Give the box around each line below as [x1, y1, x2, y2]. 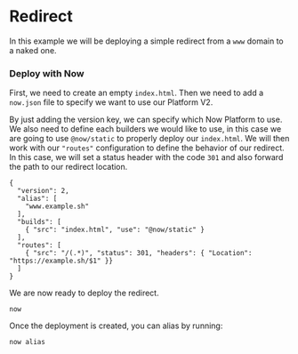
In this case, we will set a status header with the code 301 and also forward [9, 152, 284, 163]
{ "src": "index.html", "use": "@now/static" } [25, 225, 205, 235]
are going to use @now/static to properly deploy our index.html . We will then [9, 133, 290, 144]
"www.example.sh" [25, 202, 90, 211]
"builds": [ [17, 218, 62, 227]
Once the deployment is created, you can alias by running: [9, 320, 223, 331]
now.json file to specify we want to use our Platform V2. [9, 97, 213, 108]
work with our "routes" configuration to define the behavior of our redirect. [9, 142, 285, 153]
